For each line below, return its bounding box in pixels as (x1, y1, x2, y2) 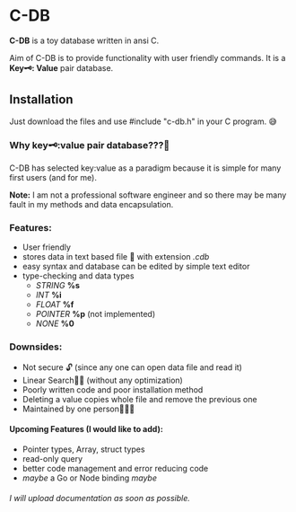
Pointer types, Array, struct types (22, 444, 145, 455)
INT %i (35, 289, 62, 301)
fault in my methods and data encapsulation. (9, 199, 174, 210)
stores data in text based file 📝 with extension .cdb (22, 252, 210, 262)
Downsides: (9, 340, 63, 353)
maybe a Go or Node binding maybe (22, 472, 157, 483)
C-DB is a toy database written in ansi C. (9, 35, 160, 46)
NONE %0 (35, 318, 74, 329)
